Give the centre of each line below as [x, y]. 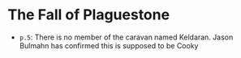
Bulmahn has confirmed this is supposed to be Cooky [109, 45]
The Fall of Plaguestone [89, 15]
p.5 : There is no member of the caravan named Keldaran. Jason [126, 37]
